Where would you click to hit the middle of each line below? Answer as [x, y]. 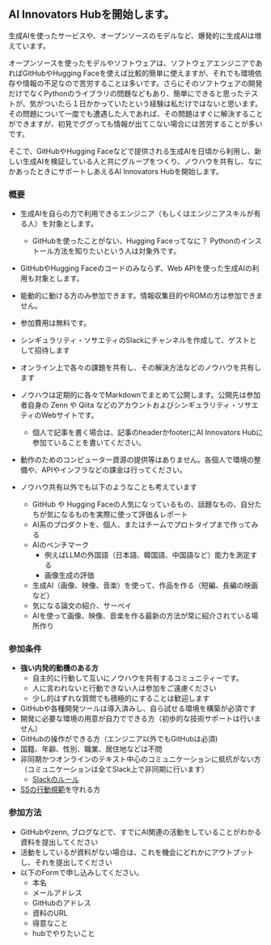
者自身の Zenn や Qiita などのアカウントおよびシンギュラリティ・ [129, 405]
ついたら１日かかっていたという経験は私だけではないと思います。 [153, 103]
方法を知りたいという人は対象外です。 [117, 251]
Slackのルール [55, 780]
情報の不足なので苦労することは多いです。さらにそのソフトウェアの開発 [142, 83]
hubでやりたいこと [64, 933]
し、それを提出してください [66, 862]
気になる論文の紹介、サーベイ [82, 605]
